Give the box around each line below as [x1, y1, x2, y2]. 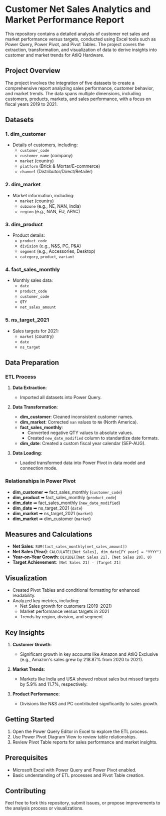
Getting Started [5, 715, 54, 724]
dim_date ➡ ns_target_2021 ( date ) [12, 505, 83, 511]
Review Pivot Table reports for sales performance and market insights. [12, 739, 157, 745]
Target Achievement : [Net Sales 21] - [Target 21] [12, 559, 121, 565]
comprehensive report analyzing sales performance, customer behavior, [5, 85, 154, 91]
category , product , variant [19, 254, 75, 260]
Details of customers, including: [12, 142, 78, 148]
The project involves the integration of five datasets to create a [5, 80, 135, 86]
